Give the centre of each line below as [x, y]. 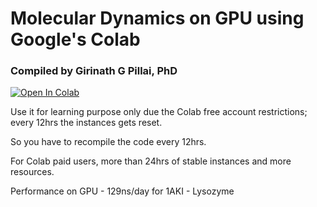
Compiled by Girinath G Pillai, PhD [94, 71]
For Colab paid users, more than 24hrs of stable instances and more [151, 161]
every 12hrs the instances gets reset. [86, 123]
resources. [32, 172]
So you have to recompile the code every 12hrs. [108, 142]
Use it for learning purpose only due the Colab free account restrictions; [159, 112]
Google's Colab [75, 39]
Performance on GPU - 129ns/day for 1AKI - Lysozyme [122, 191]
